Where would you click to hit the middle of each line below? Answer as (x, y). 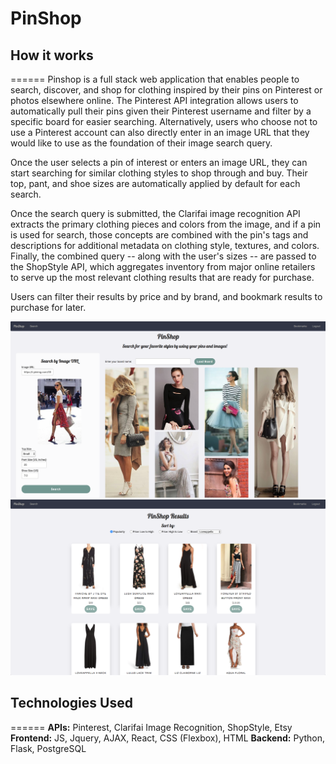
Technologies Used (71, 703)
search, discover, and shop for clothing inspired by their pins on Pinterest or (166, 90)
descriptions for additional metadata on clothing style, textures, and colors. (165, 245)
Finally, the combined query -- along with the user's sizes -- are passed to (163, 256)
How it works (52, 55)
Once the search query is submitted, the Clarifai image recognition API (155, 213)
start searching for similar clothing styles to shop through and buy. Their (159, 173)
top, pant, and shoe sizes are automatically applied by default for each (155, 183)
